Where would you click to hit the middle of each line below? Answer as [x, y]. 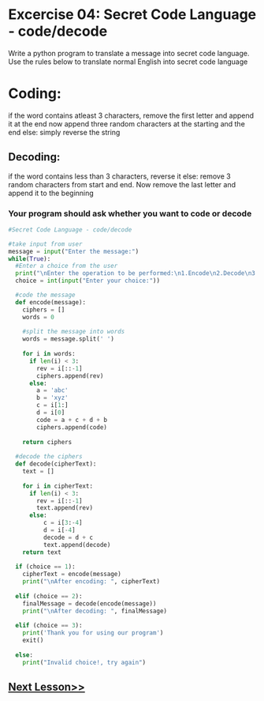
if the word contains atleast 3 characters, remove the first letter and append [131, 115]
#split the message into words [74, 332]
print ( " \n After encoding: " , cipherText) [91, 582]
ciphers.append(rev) [70, 376]
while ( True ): [30, 258]
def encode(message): [51, 302]
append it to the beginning [51, 193]
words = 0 [39, 317]
